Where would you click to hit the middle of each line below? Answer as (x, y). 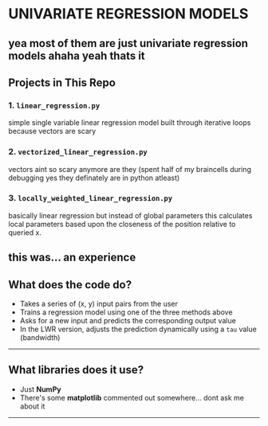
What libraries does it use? (76, 370)
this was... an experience (72, 258)
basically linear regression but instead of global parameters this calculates (130, 215)
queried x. (25, 233)
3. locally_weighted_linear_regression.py (91, 198)
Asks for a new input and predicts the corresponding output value (128, 321)
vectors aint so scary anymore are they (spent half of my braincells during (130, 169)
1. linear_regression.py (54, 105)
